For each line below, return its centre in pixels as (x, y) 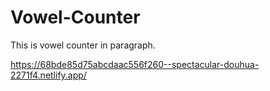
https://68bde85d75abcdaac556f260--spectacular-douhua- (135, 64)
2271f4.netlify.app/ (48, 75)
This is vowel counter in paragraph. (83, 45)
